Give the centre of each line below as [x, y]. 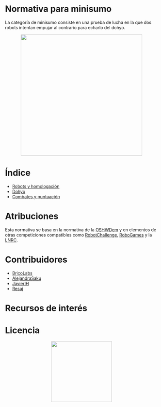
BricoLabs [22, 273]
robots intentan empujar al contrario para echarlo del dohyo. [65, 27]
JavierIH [20, 283]
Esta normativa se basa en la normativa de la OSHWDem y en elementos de [81, 230]
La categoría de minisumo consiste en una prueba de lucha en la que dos [78, 22]
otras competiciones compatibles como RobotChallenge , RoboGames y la [79, 235]
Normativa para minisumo [58, 9]
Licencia [23, 331]
